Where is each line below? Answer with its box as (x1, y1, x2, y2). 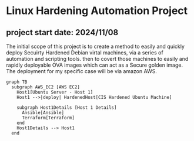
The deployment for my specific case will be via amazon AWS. (6, 68, 158, 74)
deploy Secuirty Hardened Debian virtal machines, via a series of (6, 49, 163, 56)
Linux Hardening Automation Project (6, 4, 188, 18)
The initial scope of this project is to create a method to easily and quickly (6, 43, 185, 50)
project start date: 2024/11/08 (6, 27, 119, 37)
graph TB (6, 79, 28, 85)
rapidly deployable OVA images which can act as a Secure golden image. (6, 61, 183, 68)
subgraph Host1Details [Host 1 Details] (16, 105, 117, 111)
